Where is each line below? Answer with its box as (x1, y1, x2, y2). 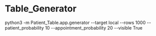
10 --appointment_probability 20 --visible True (45, 24, 143, 30)
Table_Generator (5, 3, 77, 14)
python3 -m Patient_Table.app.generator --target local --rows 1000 (5, 19, 146, 25)
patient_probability (5, 24, 44, 30)
